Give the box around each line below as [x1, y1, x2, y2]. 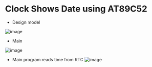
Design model [12, 19, 41, 25]
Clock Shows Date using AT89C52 [5, 3, 148, 14]
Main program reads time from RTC [12, 56, 84, 62]
